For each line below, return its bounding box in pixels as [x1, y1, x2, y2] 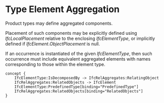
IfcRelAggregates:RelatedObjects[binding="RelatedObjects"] [14, 88, 143, 94]
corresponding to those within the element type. [5, 61, 105, 67]
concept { [5, 71, 26, 76]
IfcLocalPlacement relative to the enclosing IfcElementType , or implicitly [5, 35, 155, 41]
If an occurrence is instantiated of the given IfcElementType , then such [5, 50, 152, 57]
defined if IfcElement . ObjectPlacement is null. [5, 40, 100, 46]
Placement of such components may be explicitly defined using [5, 30, 137, 36]
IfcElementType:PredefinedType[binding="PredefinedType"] [14, 84, 139, 89]
